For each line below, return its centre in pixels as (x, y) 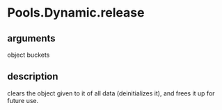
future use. (23, 100)
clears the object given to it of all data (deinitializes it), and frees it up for (111, 93)
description (33, 76)
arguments (31, 38)
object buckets (29, 55)
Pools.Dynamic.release (76, 13)
